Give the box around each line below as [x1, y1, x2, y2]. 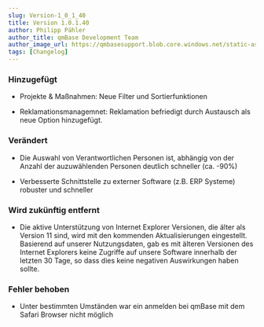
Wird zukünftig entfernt [8, 204, 101, 215]
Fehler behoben [8, 284, 70, 295]
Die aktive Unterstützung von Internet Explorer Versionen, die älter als [19, 222, 246, 232]
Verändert [8, 135, 49, 146]
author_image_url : [8, 41, 68, 49]
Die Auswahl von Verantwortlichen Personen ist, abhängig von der [19, 152, 234, 162]
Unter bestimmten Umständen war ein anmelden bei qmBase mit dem [19, 302, 245, 311]
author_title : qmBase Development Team [8, 33, 139, 42]
